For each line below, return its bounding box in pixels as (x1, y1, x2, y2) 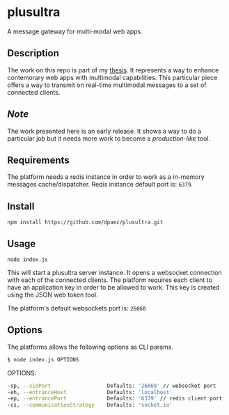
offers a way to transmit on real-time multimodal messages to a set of (7, 81, 207, 89)
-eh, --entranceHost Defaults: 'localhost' (7, 389, 173, 396)
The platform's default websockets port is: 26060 (7, 304, 146, 312)
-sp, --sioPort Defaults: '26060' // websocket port (7, 382, 216, 389)
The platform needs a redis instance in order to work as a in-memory (7, 173, 205, 181)
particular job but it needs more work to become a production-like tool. (7, 134, 211, 143)
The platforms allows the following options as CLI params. (7, 343, 174, 351)
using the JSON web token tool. (7, 290, 99, 299)
